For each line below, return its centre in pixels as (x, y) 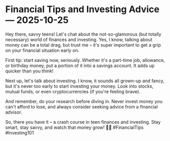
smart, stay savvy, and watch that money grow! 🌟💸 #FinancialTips (75, 127)
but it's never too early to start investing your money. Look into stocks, (79, 86)
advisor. (14, 112)
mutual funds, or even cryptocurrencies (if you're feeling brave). (73, 91)
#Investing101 (20, 132)
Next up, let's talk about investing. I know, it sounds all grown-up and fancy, (85, 81)
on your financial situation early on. (42, 50)
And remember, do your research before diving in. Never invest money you (84, 101)
